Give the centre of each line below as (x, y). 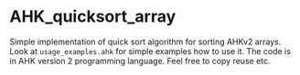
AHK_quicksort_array (93, 17)
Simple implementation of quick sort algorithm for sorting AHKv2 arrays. (145, 42)
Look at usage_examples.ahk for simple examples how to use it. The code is (150, 51)
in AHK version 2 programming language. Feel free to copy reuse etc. (140, 61)
